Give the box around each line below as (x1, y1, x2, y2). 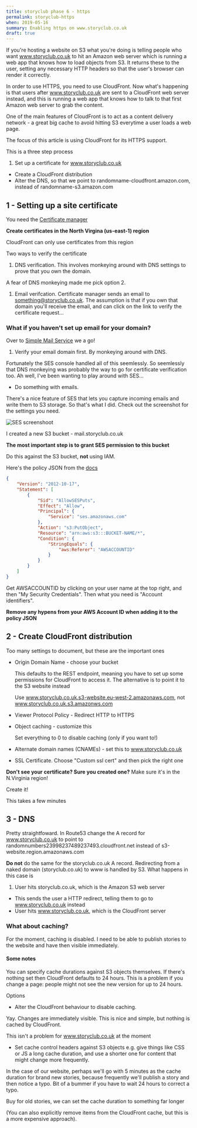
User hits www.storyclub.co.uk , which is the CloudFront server (14, 907, 166, 914)
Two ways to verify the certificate (6, 250, 87, 257)
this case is (6, 872, 33, 879)
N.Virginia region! (6, 774, 48, 781)
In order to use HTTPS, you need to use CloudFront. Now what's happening (6, 83, 189, 90)
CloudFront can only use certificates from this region (6, 238, 134, 245)
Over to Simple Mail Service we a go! (6, 337, 96, 344)
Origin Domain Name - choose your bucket (14, 658, 118, 666)
